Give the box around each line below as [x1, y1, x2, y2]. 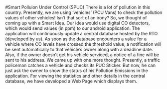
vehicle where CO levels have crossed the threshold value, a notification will [5, 41, 162, 47]
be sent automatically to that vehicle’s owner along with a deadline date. [5, 47, 153, 52]
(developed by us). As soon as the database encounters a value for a [5, 36, 147, 42]
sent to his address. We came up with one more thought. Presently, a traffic [5, 57, 161, 63]
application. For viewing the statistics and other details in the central [5, 73, 146, 79]
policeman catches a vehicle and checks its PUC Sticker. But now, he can [5, 62, 156, 68]
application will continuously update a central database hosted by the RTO [5, 31, 158, 36]
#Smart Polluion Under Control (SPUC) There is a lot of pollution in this [5, 4, 151, 10]
